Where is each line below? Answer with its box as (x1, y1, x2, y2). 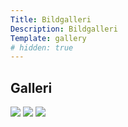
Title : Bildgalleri (10, 14, 92, 25)
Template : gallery (10, 33, 87, 43)
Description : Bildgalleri (10, 24, 118, 34)
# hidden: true (10, 42, 74, 53)
